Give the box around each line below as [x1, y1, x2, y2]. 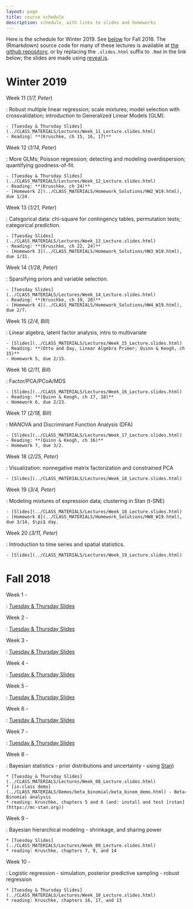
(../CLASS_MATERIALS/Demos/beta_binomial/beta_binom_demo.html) [6, 789, 167, 795]
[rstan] [166, 800, 185, 805]
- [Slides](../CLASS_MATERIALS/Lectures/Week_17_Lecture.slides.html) [6, 432, 182, 438]
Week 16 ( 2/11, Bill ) [6, 366, 51, 374]
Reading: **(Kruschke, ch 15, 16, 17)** [11, 134, 111, 140]
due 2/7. [6, 307, 28, 314]
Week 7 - [6, 728, 28, 735]
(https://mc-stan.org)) [6, 804, 65, 811]
